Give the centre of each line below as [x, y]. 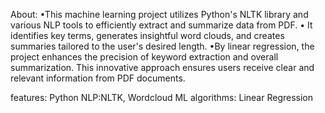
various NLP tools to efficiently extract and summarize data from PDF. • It [161, 25]
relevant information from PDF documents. [98, 78]
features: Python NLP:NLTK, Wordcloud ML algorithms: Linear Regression [162, 97]
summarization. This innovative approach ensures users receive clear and [162, 67]
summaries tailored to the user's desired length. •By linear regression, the [162, 46]
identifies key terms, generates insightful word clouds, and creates [147, 35]
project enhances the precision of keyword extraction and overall [144, 57]
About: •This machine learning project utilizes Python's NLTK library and [159, 14]
